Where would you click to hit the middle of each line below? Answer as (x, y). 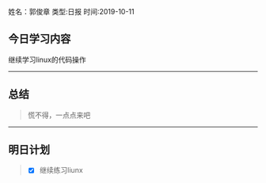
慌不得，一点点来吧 (59, 115)
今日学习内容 (40, 39)
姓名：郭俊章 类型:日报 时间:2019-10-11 (71, 11)
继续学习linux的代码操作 (47, 59)
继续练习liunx (61, 170)
